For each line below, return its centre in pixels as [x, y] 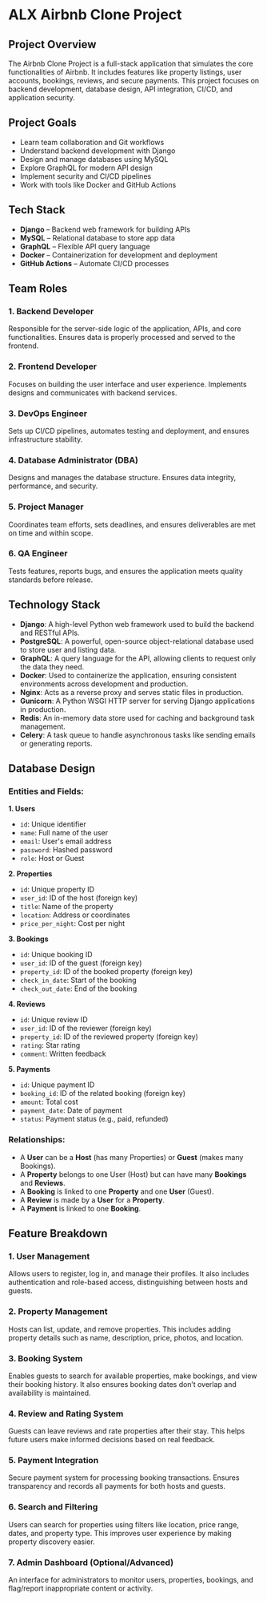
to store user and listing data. [68, 649]
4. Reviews [27, 1005]
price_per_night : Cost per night [72, 924]
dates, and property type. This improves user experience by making [120, 1533]
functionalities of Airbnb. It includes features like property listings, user [125, 72]
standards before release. [51, 580]
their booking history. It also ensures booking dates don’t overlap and [123, 1384]
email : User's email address [66, 841]
